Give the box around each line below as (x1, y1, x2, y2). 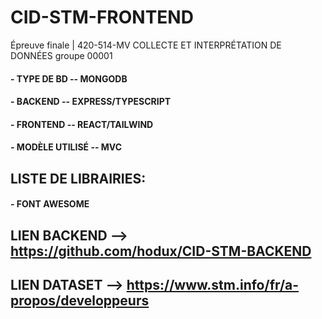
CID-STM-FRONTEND (10, 6, 194, 29)
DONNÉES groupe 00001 (10, 49, 113, 61)
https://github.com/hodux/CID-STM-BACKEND (10, 242, 312, 260)
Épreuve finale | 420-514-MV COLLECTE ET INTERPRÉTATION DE (10, 39, 282, 51)
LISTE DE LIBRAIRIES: (10, 170, 147, 187)
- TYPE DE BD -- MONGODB (10, 72, 128, 85)
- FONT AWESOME (10, 198, 90, 210)
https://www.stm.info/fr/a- (126, 277, 300, 294)
